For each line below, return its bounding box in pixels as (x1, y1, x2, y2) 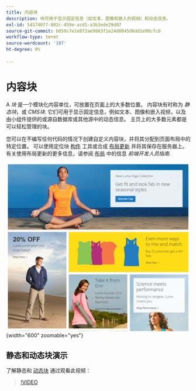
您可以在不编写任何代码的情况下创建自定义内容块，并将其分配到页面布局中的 (6, 135, 191, 142)
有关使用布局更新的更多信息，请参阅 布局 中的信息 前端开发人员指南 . (6, 150, 171, 157)
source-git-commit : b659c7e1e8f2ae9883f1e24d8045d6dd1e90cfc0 (6, 28, 161, 34)
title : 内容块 (6, 9, 38, 15)
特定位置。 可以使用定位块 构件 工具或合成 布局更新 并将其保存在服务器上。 (6, 142, 188, 149)
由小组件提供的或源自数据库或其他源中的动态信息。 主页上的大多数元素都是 (6, 115, 187, 122)
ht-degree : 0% (6, 47, 41, 53)
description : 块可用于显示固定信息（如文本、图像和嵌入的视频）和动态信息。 (6, 15, 171, 22)
